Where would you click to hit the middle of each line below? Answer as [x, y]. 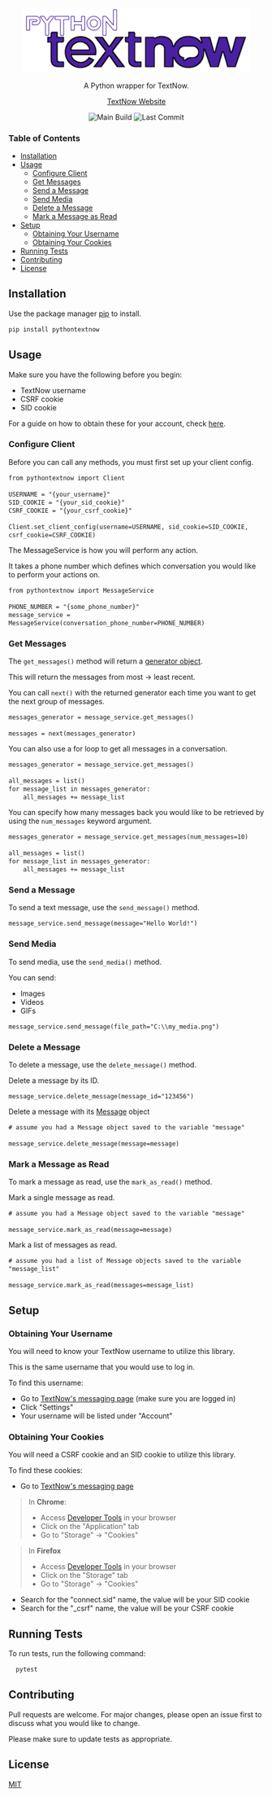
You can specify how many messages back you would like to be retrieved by [136, 813]
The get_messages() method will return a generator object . [106, 661]
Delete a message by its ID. [54, 1080]
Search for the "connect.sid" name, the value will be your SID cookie [135, 1600]
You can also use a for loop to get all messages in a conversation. [118, 749]
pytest [27, 1670]
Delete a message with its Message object [79, 1111]
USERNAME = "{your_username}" [60, 494]
